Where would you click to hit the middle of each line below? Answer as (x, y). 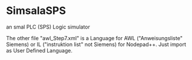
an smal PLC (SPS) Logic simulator (48, 27)
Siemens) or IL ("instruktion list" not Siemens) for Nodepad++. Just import (96, 44)
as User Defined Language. (39, 50)
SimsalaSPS (36, 11)
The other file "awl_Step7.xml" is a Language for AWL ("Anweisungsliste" (94, 38)
